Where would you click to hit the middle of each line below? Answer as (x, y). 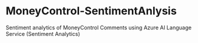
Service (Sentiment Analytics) (43, 33)
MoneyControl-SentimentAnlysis (91, 11)
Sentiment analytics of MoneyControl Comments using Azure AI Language (99, 27)
